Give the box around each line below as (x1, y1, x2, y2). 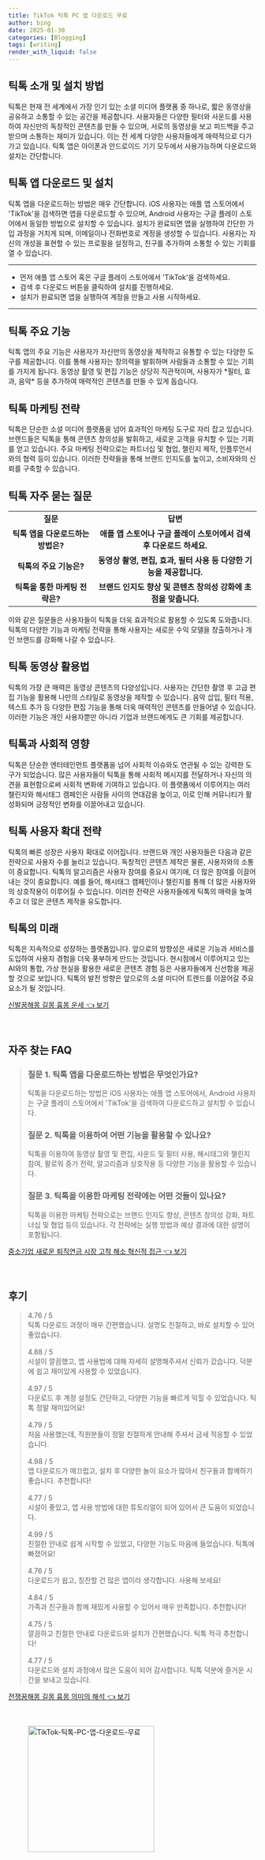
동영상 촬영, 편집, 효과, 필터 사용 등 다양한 (98, 555, 243, 566)
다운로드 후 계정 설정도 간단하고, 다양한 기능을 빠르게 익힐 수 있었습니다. (27, 1393, 248, 1402)
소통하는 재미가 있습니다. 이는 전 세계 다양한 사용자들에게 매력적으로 (28, 131, 238, 140)
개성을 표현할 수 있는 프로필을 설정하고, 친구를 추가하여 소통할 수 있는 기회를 (22, 238, 256, 248)
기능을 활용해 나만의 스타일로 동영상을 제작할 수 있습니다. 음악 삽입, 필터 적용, (16, 692, 254, 702)
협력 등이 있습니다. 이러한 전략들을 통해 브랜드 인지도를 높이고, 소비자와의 (22, 454, 248, 464)
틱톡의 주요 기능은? (17, 561, 85, 572)
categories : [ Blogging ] (8, 33, 87, 42)
